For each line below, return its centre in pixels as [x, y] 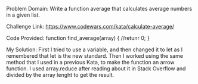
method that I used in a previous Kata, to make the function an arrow [90, 62]
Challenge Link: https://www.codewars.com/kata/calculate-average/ [90, 27]
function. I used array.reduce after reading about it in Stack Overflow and [96, 69]
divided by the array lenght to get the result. [60, 75]
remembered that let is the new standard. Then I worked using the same [95, 56]
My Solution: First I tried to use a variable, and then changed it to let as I [95, 49]
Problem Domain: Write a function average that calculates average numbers [99, 9]
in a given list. [23, 15]
